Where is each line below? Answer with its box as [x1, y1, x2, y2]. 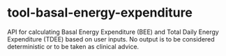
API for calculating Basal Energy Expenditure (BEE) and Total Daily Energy [7, 28, 220, 36]
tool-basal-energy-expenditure [7, 5, 193, 21]
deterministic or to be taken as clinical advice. [7, 42, 140, 50]
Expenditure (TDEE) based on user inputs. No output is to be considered [7, 35, 215, 43]
